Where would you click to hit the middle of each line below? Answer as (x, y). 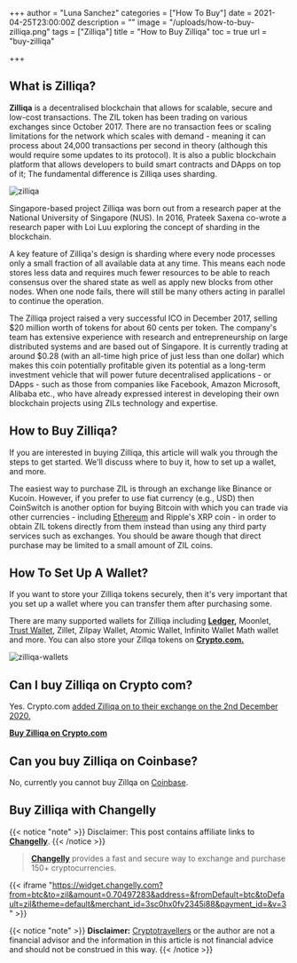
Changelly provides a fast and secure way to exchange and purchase (158, 858)
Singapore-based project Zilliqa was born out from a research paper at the (145, 208)
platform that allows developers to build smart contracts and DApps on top (145, 164)
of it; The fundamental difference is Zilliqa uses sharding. (113, 173)
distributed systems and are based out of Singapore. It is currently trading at (148, 346)
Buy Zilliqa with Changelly (83, 811)
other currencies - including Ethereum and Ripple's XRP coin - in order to (143, 517)
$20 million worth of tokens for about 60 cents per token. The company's (143, 327)
